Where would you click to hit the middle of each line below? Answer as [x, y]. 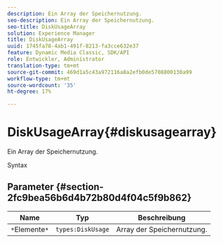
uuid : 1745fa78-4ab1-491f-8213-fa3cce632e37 [73, 46]
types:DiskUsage [82, 229]
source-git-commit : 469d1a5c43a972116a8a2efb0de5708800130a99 [100, 72]
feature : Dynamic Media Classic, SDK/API [69, 53]
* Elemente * [30, 229]
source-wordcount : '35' [42, 85]
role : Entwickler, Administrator [56, 59]
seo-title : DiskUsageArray [46, 27]
